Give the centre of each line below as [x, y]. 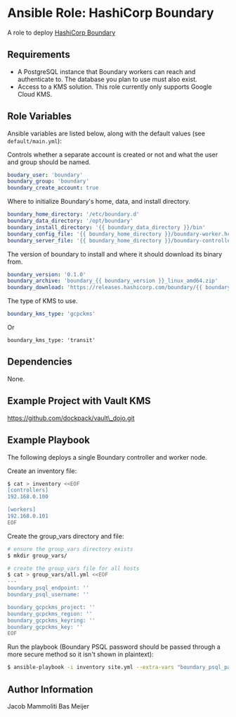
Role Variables [39, 117]
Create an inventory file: [42, 471]
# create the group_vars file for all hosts [73, 568]
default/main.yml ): [34, 141]
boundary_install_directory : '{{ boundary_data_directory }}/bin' [106, 227]
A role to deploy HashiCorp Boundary [61, 32]
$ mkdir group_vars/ [38, 556]
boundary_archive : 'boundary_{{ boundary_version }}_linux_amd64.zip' [113, 281]
